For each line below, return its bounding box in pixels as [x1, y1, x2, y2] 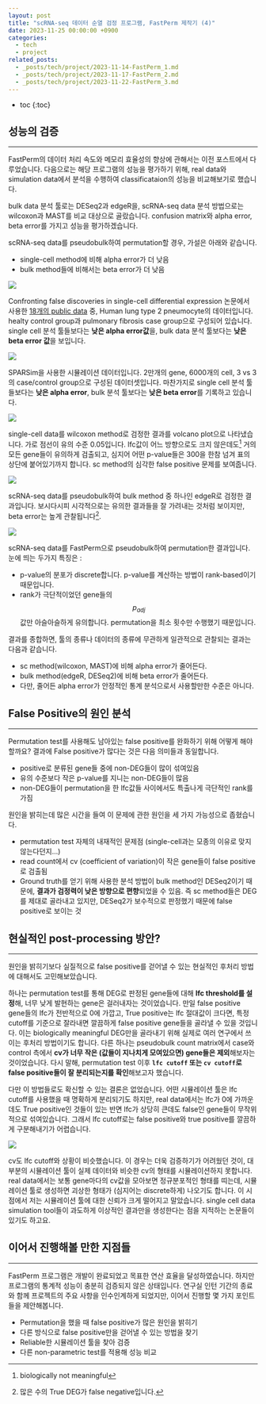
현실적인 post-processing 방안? [8, 931, 161, 945]
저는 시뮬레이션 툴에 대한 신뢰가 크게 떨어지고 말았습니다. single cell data [28, 1195, 256, 1206]
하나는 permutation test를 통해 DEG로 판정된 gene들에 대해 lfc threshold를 [8, 988, 245, 998]
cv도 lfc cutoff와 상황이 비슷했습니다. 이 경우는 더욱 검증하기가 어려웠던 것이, [8, 1156, 245, 1166]
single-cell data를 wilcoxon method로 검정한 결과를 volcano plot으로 [8, 429, 226, 439]
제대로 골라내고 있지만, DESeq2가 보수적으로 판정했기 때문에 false [28, 896, 233, 906]
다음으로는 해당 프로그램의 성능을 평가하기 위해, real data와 [44, 164, 227, 175]
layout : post [8, 11, 51, 20]
